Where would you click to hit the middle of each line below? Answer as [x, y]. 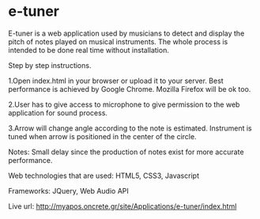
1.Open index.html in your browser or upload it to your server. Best [116, 81]
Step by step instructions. [50, 65]
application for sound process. [58, 112]
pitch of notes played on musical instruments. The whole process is [118, 41]
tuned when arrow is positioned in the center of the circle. [102, 136]
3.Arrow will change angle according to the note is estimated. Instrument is [130, 128]
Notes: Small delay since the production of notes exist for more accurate [126, 152]
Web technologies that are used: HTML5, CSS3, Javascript [104, 176]
